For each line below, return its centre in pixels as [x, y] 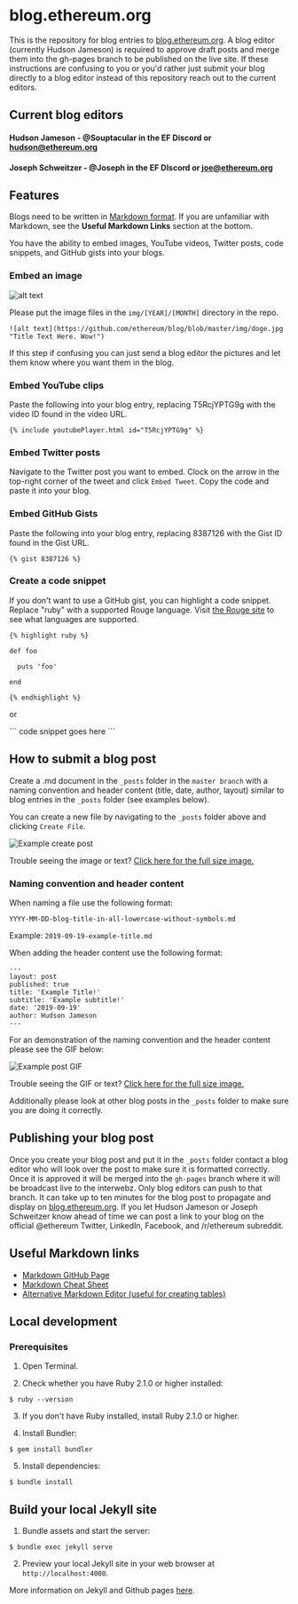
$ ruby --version [41, 1400]
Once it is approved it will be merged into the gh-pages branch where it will [145, 1178]
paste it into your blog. [50, 491]
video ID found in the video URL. [68, 414]
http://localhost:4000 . [65, 1573]
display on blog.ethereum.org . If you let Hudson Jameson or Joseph [134, 1206]
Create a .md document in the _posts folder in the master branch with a [139, 780]
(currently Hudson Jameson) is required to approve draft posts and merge [145, 49]
